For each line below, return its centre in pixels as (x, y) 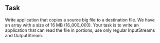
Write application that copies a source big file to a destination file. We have (80, 20)
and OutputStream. (24, 35)
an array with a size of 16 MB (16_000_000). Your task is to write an (72, 25)
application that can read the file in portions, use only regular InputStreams (80, 30)
